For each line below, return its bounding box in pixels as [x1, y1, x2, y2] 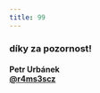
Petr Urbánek [9, 64, 60, 75]
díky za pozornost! [9, 42, 92, 54]
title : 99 [9, 12, 46, 22]
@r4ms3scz [9, 74, 56, 84]
